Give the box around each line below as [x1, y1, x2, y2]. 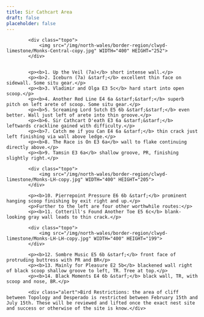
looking [6, 214, 26, 221]
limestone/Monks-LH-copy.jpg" [6, 177, 84, 183]
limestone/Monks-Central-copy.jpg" [6, 48, 97, 54]
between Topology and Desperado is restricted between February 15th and [6, 295, 199, 301]
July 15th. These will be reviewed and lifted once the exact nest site [6, 300, 195, 307]
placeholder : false [6, 20, 56, 26]
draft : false [6, 15, 40, 21]
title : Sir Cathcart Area [6, 9, 72, 15]
